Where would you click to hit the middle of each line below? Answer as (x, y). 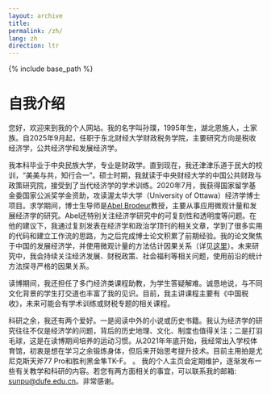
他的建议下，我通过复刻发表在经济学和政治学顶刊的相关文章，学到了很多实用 (135, 226)
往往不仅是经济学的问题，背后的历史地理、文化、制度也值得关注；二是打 (135, 331)
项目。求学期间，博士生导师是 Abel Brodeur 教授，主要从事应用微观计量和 (129, 206)
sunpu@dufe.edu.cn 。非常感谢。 (63, 381)
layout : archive (35, 16)
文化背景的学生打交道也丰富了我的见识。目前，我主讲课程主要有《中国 (125, 293)
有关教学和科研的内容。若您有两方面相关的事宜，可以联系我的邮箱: (126, 371)
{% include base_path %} (51, 69)
